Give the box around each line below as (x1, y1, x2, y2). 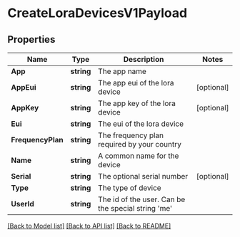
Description (123, 55, 164, 64)
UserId (11, 199, 34, 209)
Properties (7, 33, 56, 46)
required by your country (97, 139, 182, 149)
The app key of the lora (97, 98, 176, 108)
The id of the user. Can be (97, 194, 186, 204)
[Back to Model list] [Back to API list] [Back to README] (7, 222, 171, 230)
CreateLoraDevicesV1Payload (7, 5, 188, 21)
